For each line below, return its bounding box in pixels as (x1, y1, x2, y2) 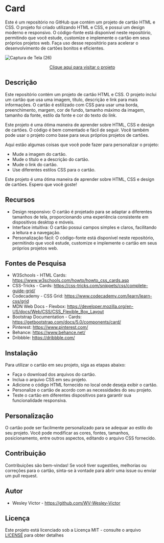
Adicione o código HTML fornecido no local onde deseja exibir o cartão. (12, 382, 158, 388)
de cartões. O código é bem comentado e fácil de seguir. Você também (5, 127, 149, 133)
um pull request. (5, 472, 38, 478)
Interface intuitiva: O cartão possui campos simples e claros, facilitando (12, 224, 157, 230)
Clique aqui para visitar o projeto (49, 64, 116, 70)
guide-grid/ (12, 288, 36, 294)
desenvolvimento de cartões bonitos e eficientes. (5, 45, 105, 51)
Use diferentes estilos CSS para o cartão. (12, 167, 96, 173)
